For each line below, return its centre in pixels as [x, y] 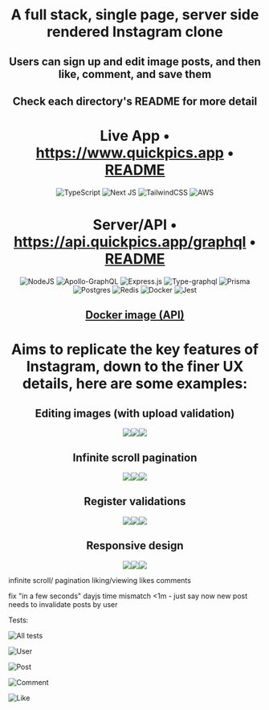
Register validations [135, 501]
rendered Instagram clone [135, 32]
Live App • [135, 136]
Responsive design [135, 546]
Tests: [18, 620]
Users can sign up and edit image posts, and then [135, 62]
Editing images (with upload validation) [135, 413]
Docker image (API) [135, 315]
